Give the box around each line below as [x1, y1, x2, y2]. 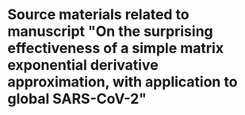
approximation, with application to [7, 73, 238, 91]
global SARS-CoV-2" [7, 90, 147, 108]
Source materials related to [7, 6, 189, 24]
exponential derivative [7, 56, 159, 75]
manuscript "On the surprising [7, 22, 213, 40]
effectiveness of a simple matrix [7, 40, 224, 57]
